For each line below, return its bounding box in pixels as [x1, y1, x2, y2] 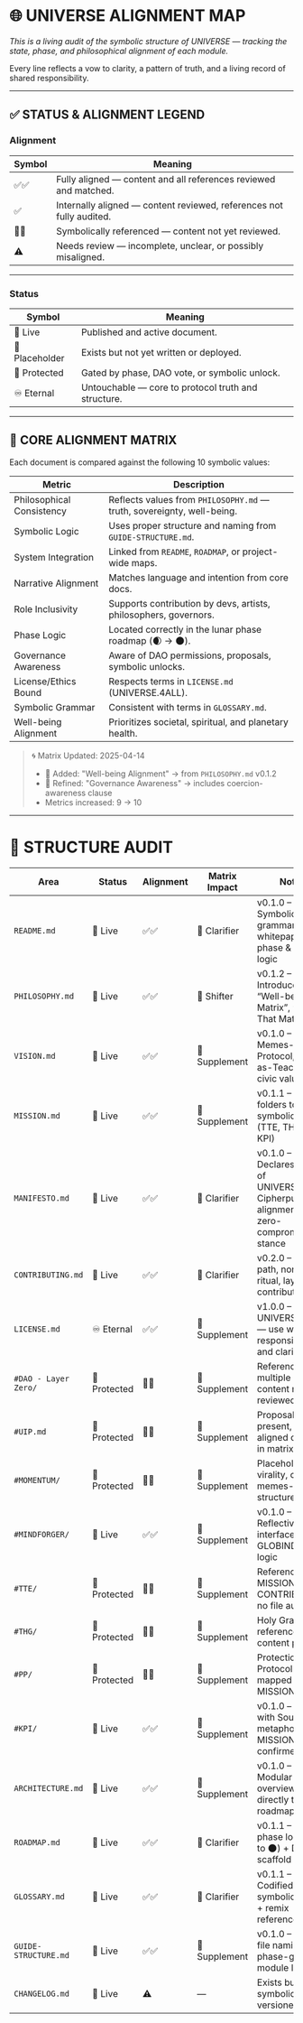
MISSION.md [14, 1110, 60, 1120]
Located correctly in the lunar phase [108, 623, 262, 636]
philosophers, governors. [108, 608, 215, 621]
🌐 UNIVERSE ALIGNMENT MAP [9, 5, 246, 26]
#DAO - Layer [14, 1373, 70, 1384]
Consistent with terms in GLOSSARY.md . [108, 701, 268, 713]
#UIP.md [14, 1426, 47, 1436]
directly [256, 1793, 289, 1805]
